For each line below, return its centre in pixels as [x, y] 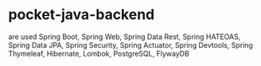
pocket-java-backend [82, 15]
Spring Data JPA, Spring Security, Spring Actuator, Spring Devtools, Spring [130, 45]
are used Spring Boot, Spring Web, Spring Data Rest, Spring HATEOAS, [125, 37]
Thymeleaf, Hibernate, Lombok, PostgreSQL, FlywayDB [99, 53]
